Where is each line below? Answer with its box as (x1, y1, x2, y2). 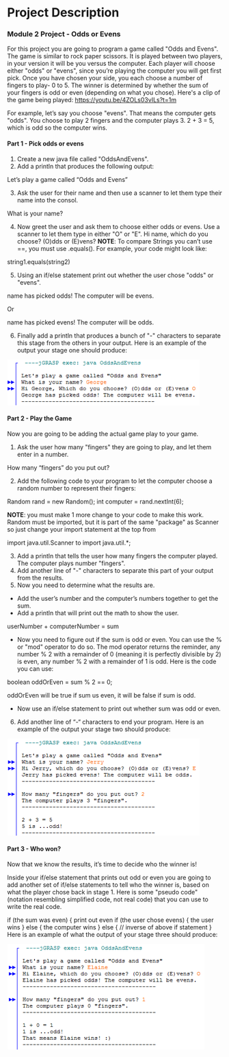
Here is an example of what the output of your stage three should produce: (7, 931, 218, 939)
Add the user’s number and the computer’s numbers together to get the (16, 594, 219, 602)
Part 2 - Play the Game (7, 414, 72, 423)
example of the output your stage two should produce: (16, 725, 171, 733)
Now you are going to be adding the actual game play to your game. (7, 429, 199, 438)
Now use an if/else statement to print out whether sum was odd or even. (16, 704, 221, 713)
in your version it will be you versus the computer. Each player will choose (7, 60, 215, 68)
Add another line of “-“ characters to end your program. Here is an (16, 717, 204, 726)
